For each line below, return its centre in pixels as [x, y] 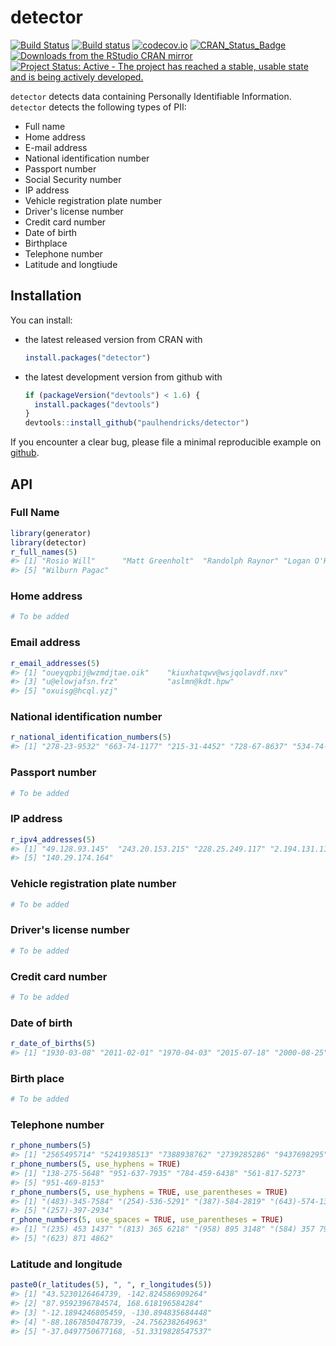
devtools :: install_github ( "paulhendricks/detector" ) [137, 423]
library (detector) [48, 542]
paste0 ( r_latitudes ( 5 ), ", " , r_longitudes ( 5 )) [111, 1285]
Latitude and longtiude [71, 264]
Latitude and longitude [66, 1264]
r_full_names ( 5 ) [44, 552]
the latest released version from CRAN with [113, 339]
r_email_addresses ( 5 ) [55, 663]
